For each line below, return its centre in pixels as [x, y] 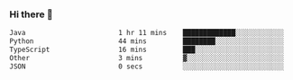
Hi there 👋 [32, 14]
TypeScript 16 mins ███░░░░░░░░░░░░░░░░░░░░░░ [146, 50]
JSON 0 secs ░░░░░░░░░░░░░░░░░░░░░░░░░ [146, 67]
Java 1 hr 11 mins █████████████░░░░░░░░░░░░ [146, 33]
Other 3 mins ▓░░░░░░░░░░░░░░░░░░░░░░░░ [146, 58]
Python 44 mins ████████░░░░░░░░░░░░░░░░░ [146, 41]
